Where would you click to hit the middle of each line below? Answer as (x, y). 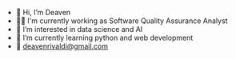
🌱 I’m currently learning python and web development (104, 37)
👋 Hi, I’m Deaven (43, 12)
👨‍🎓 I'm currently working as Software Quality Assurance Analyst (122, 21)
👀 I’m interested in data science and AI (79, 29)
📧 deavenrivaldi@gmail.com (62, 46)
